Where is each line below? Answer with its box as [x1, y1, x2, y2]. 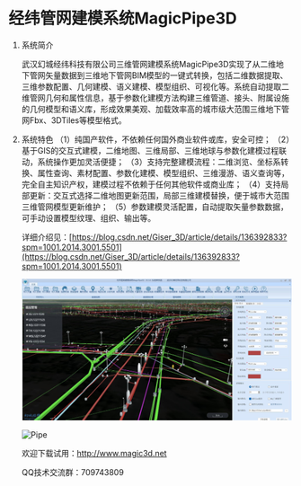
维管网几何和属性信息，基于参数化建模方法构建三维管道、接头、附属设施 [21, 92, 289, 103]
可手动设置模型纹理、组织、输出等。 [21, 212, 156, 223]
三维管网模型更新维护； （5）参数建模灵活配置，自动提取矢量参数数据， [21, 201, 289, 212]
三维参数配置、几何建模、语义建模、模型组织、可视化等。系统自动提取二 [21, 81, 289, 92]
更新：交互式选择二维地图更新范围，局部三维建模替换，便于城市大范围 [29, 190, 289, 200]
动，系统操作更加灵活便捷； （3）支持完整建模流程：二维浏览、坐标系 [21, 156, 281, 167]
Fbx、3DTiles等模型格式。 [29, 114, 127, 126]
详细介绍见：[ [21, 231, 73, 243]
